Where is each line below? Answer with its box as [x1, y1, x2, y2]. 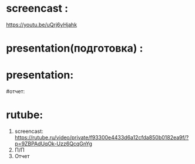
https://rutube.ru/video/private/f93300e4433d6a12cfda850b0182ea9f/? [14, 134, 189, 141]
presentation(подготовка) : [6, 42, 143, 55]
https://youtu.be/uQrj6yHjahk [6, 21, 78, 28]
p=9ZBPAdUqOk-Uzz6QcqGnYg [14, 140, 93, 147]
